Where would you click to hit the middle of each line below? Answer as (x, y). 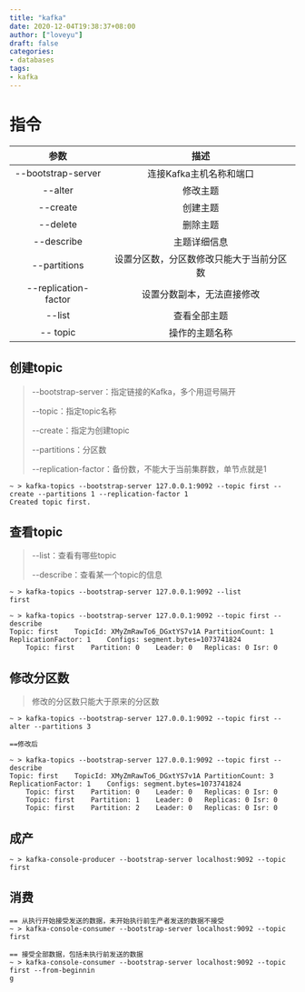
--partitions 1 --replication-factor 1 (113, 494)
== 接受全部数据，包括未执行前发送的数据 (76, 954)
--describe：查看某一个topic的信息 (97, 575)
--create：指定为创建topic (80, 430)
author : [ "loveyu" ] (46, 35)
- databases (32, 60)
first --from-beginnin (52, 970)
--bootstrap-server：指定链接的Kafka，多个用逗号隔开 (133, 391)
